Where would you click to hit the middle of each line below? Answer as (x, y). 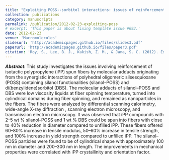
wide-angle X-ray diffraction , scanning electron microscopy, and (73, 109)
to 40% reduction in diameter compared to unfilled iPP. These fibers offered (84, 125)
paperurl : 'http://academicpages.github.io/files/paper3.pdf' (72, 47)
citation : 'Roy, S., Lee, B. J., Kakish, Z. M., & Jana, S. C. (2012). (82, 52)
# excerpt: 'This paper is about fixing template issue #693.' (73, 29)
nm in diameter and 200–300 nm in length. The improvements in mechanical (84, 146)
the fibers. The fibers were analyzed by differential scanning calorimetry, (80, 104)
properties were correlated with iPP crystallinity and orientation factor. (78, 152)
